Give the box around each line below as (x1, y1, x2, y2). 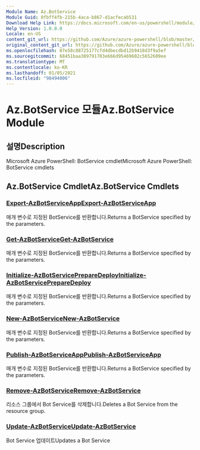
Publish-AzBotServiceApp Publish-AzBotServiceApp (6, 350, 162, 359)
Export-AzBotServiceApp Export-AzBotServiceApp (6, 199, 157, 207)
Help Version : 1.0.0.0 (6, 25, 62, 32)
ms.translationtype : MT (6, 59, 65, 65)
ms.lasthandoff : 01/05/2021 (6, 70, 76, 76)
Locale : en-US (6, 31, 42, 37)
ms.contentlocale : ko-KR (6, 64, 68, 71)
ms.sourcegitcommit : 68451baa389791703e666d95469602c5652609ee (6, 53, 167, 59)
